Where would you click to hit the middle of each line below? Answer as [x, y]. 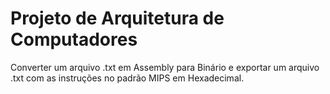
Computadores [74, 39]
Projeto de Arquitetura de [117, 18]
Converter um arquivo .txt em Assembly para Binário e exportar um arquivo [165, 67]
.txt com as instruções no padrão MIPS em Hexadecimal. [127, 78]
